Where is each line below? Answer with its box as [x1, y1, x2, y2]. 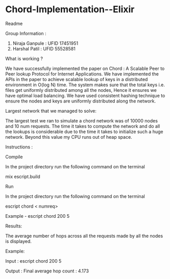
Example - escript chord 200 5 [5, 213, 70, 219]
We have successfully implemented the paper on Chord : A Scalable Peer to [5, 65, 165, 71]
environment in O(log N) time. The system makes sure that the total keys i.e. [5, 82, 165, 88]
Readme [5, 20, 23, 27]
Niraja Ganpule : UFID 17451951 [12, 40, 78, 46]
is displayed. [5, 238, 32, 244]
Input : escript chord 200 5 [5, 258, 62, 264]
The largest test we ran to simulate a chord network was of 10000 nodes [5, 117, 158, 123]
